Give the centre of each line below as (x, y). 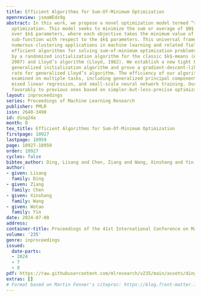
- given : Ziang (25, 184)
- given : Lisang (26, 173)
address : (17, 223)
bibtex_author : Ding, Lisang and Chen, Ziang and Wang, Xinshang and (95, 162)
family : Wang (28, 201)
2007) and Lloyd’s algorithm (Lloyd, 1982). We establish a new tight (101, 62)
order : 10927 (22, 151)
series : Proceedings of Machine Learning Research (71, 101)
